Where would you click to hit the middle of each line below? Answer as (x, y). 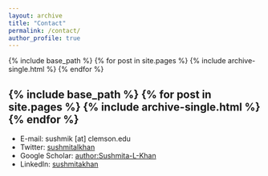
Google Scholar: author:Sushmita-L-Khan (88, 156)
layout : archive (35, 16)
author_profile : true (45, 38)
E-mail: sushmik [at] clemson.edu (75, 139)
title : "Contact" (37, 23)
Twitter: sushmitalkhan (57, 147)
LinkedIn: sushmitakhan (59, 164)
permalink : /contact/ (45, 30)
